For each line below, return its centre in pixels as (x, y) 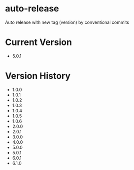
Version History (38, 76)
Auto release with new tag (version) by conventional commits (67, 22)
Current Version (39, 42)
